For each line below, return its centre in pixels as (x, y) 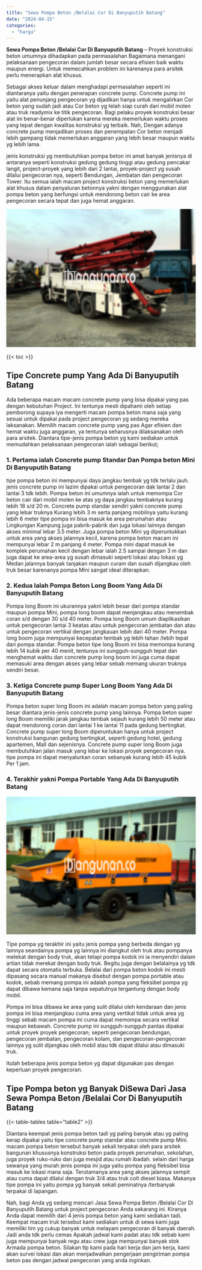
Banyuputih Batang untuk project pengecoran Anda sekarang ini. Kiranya (96, 1209)
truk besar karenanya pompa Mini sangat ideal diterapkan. (78, 570)
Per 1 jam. (18, 763)
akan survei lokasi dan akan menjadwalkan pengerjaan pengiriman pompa (98, 1254)
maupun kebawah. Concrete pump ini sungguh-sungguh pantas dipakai (95, 1026)
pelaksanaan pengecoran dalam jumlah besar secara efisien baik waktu (95, 63)
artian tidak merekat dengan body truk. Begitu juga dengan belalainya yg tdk (101, 963)
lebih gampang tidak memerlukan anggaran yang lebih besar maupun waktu (100, 138)
